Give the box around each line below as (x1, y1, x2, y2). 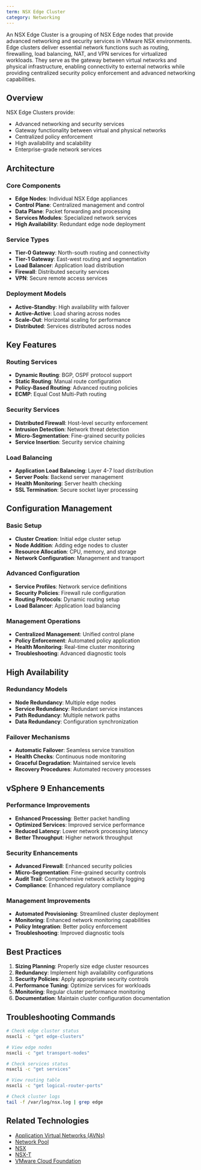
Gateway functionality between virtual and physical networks (14, 127, 166, 134)
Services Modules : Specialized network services (14, 214, 137, 221)
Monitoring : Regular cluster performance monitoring (14, 988, 145, 995)
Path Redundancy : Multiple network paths (14, 711, 120, 719)
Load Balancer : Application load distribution (14, 262, 124, 269)
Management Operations (6, 617, 81, 625)
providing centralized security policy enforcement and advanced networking (6, 69, 196, 76)
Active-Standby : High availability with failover (14, 303, 130, 310)
